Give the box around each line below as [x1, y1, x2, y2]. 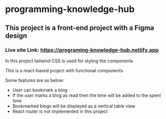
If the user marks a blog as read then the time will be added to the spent [12, 92, 161, 98]
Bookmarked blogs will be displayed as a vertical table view [12, 103, 135, 109]
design [5, 31, 27, 40]
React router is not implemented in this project [12, 108, 108, 114]
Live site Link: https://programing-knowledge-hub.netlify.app [5, 46, 159, 53]
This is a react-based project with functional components [5, 67, 123, 73]
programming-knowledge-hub [5, 4, 135, 15]
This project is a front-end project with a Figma [5, 24, 154, 32]
